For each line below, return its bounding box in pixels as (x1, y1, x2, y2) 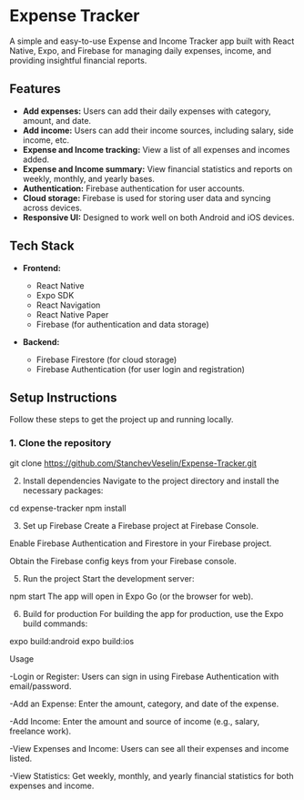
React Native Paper (35, 309, 109, 319)
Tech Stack (9, 238, 75, 254)
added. (22, 154, 50, 165)
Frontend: (22, 262, 61, 273)
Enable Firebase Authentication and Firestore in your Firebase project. (9, 538, 272, 549)
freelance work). (9, 725, 72, 736)
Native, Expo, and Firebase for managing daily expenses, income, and (9, 45, 271, 56)
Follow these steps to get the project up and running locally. (9, 414, 234, 425)
